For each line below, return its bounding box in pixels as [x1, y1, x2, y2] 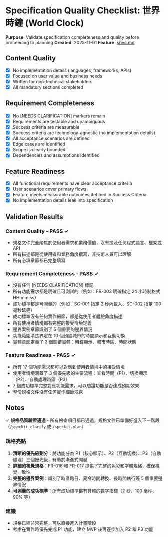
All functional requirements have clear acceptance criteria [12, 180, 132, 186]
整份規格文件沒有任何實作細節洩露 [12, 389, 83, 395]
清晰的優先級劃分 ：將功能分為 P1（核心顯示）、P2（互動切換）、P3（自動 [12, 450, 161, 456]
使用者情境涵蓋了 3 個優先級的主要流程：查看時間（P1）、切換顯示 [12, 370, 148, 376]
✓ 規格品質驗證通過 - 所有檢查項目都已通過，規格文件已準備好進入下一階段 [5, 417, 160, 423]
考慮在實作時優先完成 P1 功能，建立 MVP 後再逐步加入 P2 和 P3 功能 [12, 526, 154, 532]
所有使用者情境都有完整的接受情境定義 [12, 320, 92, 326]
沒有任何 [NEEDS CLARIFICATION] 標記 [12, 282, 94, 288]
